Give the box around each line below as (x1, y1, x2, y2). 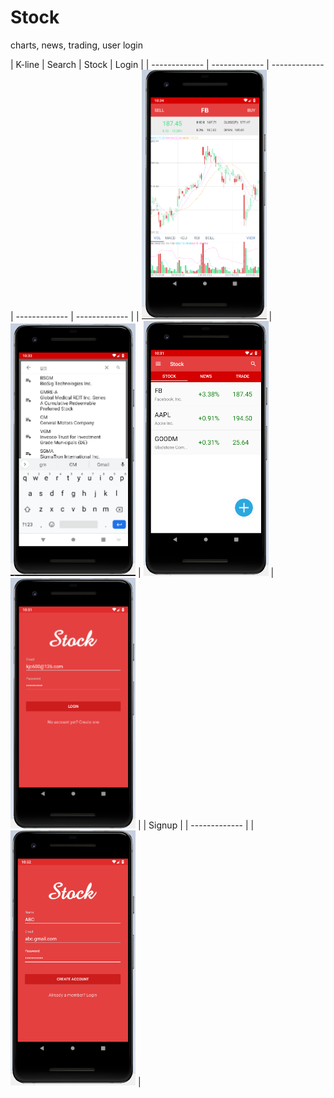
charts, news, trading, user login (10, 39, 144, 51)
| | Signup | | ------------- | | (137, 819, 255, 831)
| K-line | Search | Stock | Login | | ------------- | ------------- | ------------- (10, 58, 325, 70)
